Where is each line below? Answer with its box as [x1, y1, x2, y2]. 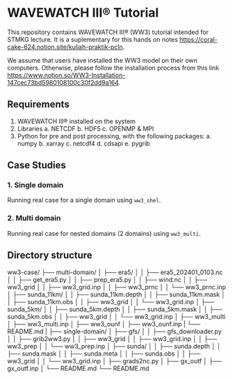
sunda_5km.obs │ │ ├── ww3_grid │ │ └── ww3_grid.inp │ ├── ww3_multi [7, 312, 226, 321]
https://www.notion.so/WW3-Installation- [7, 71, 126, 79]
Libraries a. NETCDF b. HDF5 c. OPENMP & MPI [17, 124, 154, 133]
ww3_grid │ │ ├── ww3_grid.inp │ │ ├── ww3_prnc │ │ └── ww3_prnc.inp [7, 283, 226, 291]
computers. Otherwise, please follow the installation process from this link [7, 63, 220, 72]
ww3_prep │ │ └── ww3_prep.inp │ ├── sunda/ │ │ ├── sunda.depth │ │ [7, 342, 221, 350]
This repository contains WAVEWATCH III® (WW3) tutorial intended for [7, 28, 209, 36]
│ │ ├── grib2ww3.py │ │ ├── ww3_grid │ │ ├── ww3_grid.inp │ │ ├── [7, 334, 218, 342]
